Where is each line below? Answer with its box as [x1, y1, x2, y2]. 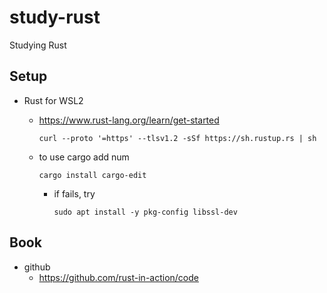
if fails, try [53, 187, 96, 200]
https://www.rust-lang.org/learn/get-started [38, 114, 220, 126]
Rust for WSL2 [23, 94, 84, 106]
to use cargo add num [38, 151, 130, 163]
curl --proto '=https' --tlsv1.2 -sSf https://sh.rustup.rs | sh [38, 133, 317, 143]
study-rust [9, 6, 101, 29]
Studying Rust [9, 39, 67, 51]
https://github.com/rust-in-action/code [38, 271, 199, 283]
